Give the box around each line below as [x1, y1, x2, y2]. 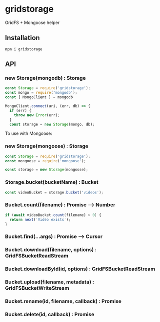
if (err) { [9, 108, 32, 113]
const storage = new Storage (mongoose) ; [5, 167, 89, 172]
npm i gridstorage [5, 46, 42, 52]
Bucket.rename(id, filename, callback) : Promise [5, 298, 122, 305]
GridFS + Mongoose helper [5, 20, 60, 25]
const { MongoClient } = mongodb [5, 95, 73, 100]
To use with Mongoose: [5, 130, 52, 136]
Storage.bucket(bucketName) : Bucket [5, 179, 99, 186]
